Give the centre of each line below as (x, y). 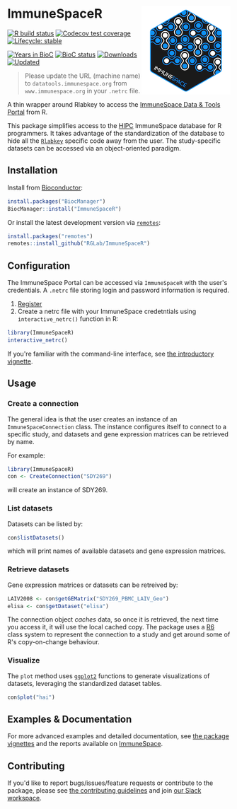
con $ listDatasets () (36, 537)
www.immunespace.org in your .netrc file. (82, 91)
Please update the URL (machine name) (82, 76)
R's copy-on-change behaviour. (54, 642)
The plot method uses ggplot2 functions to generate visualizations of (109, 676)
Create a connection (43, 404)
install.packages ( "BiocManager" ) (57, 201)
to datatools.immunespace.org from (76, 83)
